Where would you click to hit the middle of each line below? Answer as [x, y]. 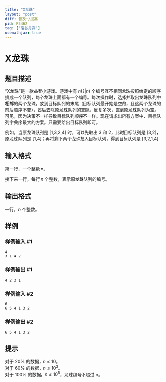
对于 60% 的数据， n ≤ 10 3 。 [34, 367]
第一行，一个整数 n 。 [27, 169]
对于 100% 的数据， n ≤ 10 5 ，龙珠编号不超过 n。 [54, 374]
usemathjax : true [23, 33]
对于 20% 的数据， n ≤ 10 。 [33, 362]
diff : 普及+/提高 [21, 19]
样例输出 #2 [19, 322]
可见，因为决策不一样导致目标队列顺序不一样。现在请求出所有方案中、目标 [81, 116]
